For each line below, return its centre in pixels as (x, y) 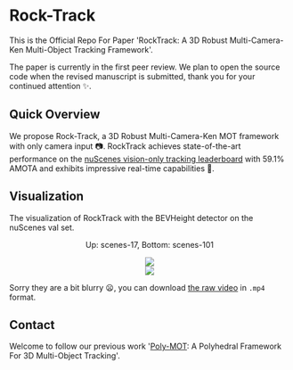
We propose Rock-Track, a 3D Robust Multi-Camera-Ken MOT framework (144, 136)
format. (23, 297)
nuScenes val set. (42, 227)
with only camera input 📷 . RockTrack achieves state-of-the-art (125, 146)
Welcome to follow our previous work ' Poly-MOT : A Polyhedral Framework (146, 346)
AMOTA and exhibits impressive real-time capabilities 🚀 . (112, 168)
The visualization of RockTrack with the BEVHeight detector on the (131, 218)
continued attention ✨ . (50, 86)
